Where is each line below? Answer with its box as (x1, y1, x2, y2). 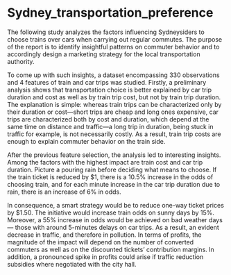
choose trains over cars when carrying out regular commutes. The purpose (7, 35, 223, 43)
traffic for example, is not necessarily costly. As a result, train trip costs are (7, 130, 221, 138)
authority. (7, 57, 35, 65)
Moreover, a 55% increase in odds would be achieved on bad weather (7, 215, 207, 224)
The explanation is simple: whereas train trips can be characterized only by (7, 100, 222, 108)
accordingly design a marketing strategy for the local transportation (7, 50, 200, 58)
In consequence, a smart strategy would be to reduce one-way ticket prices (7, 201, 224, 209)
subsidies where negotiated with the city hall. (7, 260, 137, 268)
